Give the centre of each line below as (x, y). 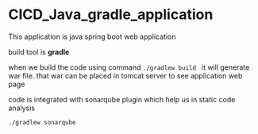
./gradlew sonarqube (42, 122)
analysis (22, 108)
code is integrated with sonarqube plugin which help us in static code (122, 99)
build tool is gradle (39, 52)
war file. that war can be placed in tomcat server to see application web (125, 75)
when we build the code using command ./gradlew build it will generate (129, 67)
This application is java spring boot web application (92, 36)
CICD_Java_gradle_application (111, 15)
